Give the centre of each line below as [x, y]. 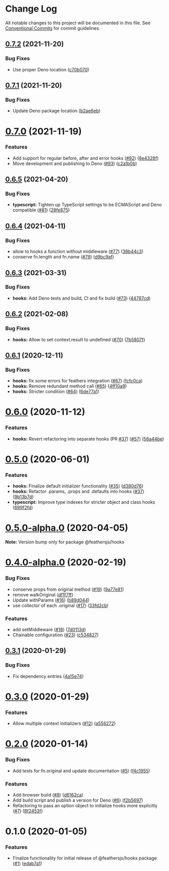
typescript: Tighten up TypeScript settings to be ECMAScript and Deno [87, 205]
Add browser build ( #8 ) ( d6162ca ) [48, 795]
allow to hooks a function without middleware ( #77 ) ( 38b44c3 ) [78, 251]
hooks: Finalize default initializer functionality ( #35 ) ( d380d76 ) [78, 486]
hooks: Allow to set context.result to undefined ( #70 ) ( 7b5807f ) [79, 339]
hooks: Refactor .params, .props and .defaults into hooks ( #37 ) [78, 492]
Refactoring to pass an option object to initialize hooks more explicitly [85, 805]
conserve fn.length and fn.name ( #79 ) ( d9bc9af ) [63, 257]
